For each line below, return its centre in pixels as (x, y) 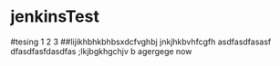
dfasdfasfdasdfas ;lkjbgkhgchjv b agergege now (101, 51)
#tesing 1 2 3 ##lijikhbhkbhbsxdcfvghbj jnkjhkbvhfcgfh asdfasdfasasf (141, 42)
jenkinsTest (55, 17)
